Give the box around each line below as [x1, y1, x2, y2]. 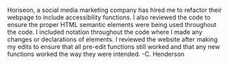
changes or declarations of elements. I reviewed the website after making [7, 35, 218, 44]
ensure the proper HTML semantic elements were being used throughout [7, 21, 217, 28]
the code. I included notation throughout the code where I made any [7, 28, 203, 36]
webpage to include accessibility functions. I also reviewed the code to [7, 13, 211, 21]
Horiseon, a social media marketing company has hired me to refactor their [7, 6, 222, 14]
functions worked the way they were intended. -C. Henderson [7, 50, 185, 58]
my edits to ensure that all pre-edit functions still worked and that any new [7, 43, 221, 50]
